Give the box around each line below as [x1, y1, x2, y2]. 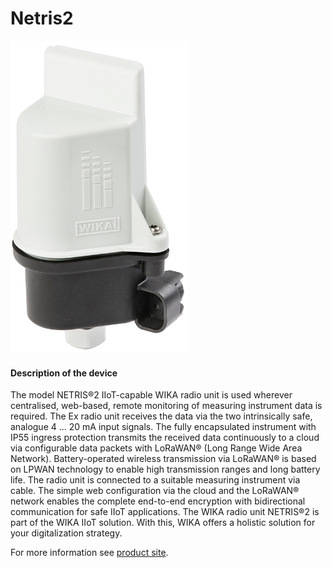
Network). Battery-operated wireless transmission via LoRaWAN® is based [10, 453, 317, 465]
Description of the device [10, 367, 118, 379]
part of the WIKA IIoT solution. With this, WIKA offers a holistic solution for [10, 517, 316, 529]
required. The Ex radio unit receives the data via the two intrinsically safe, [10, 410, 313, 422]
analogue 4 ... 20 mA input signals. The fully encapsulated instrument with [10, 421, 317, 433]
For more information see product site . [10, 547, 169, 559]
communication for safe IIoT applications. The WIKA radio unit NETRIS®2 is [10, 506, 320, 518]
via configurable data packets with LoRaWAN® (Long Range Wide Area [10, 442, 303, 454]
